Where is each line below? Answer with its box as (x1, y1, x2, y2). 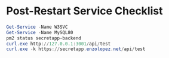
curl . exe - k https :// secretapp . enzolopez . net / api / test (6, 46, 146, 52)
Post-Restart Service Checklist (6, 4, 163, 18)
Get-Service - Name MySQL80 (6, 29, 73, 35)
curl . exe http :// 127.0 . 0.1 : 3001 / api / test (6, 41, 111, 47)
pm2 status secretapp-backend (6, 35, 82, 41)
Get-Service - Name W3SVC (6, 24, 68, 30)
